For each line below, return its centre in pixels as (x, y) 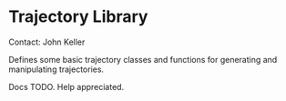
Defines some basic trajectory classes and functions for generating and (143, 59)
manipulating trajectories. (56, 69)
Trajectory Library (78, 17)
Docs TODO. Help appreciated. (66, 86)
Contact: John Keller (47, 42)
